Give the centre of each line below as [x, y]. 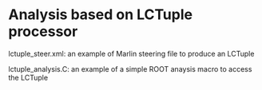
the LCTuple [28, 77]
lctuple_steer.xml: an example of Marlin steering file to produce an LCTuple [131, 53]
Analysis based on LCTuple [101, 15]
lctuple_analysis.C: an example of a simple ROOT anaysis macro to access [130, 68]
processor [43, 31]
